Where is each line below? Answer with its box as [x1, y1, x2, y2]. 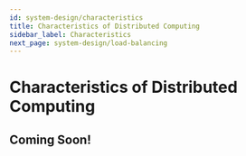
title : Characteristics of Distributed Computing [9, 22, 201, 31]
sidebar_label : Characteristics [9, 30, 131, 39]
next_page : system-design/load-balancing [9, 38, 168, 48]
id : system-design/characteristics [9, 13, 144, 23]
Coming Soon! [9, 132, 92, 147]
